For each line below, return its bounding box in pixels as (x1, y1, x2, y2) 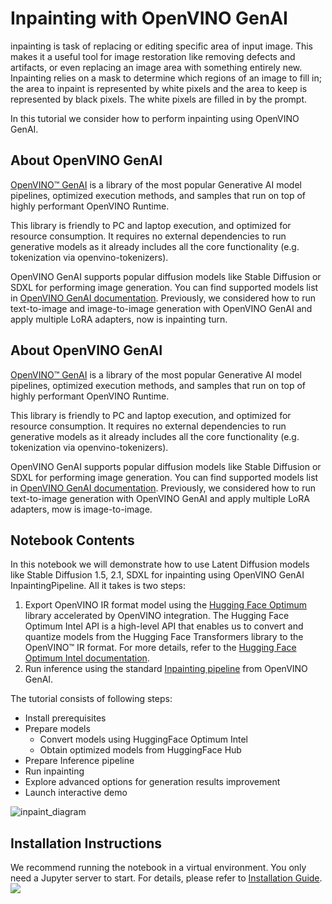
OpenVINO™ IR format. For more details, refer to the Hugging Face (24, 642, 297, 654)
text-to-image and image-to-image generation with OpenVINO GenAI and (10, 302, 313, 314)
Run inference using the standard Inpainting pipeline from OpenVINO (24, 663, 308, 675)
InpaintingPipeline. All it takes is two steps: (10, 580, 187, 592)
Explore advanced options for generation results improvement (24, 776, 281, 788)
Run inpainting (24, 765, 85, 777)
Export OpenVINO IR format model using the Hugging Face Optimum (24, 599, 307, 611)
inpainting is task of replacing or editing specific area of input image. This (10, 40, 314, 52)
